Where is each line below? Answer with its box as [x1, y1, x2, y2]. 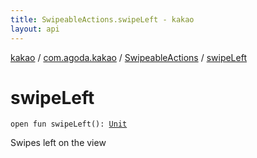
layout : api [10, 24, 60, 34]
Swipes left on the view [10, 137, 107, 149]
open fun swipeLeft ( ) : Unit [10, 119, 128, 130]
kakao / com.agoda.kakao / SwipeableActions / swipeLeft [10, 51, 247, 63]
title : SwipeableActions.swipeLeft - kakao [10, 14, 195, 25]
